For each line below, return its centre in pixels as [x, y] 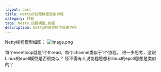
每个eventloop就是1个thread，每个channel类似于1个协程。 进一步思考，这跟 [80, 53]
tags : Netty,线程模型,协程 [30, 23]
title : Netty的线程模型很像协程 [34, 14]
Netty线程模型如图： [25, 42]
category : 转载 [20, 18]
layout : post [18, 9]
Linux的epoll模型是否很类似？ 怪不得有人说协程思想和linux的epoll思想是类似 [81, 58]
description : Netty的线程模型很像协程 [41, 28]
